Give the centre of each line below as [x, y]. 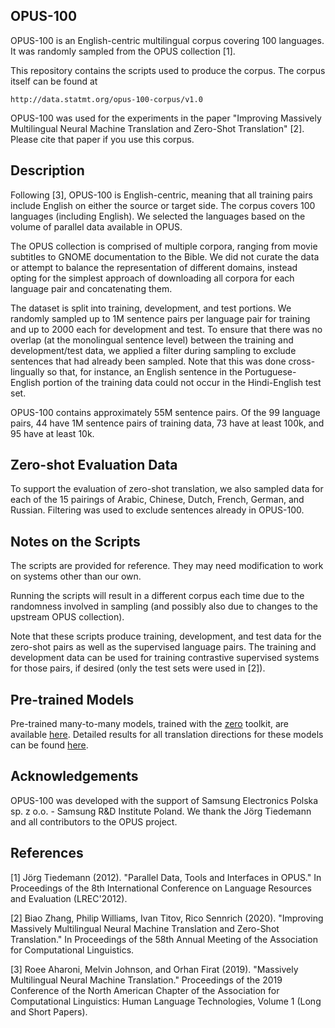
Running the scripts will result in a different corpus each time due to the [157, 596]
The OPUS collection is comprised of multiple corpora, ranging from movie [164, 246]
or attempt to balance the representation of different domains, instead [154, 267]
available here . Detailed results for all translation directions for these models [167, 735]
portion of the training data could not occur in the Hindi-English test [182, 382]
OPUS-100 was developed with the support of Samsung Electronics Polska [164, 800]
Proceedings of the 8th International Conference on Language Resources [161, 888]
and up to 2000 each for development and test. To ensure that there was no [166, 329]
